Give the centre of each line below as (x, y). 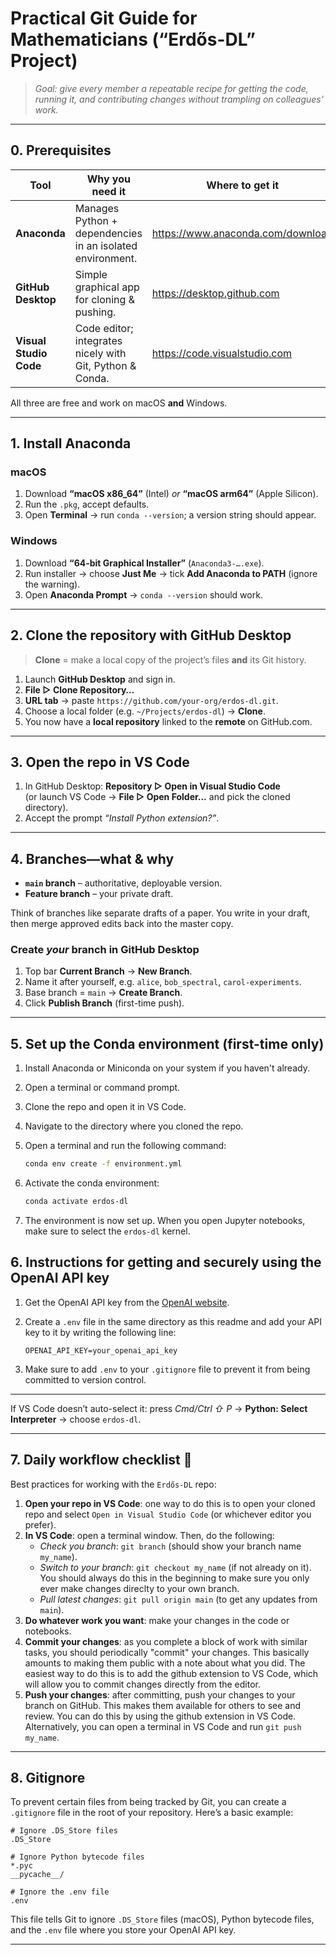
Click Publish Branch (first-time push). (104, 1003)
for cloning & (104, 299)
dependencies (108, 233)
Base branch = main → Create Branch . (103, 993)
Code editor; (104, 328)
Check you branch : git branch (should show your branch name (170, 1546)
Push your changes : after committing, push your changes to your (160, 1694)
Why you (108, 179)
